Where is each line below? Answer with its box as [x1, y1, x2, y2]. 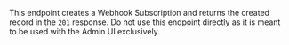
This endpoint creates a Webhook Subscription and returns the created [9, 8, 269, 18]
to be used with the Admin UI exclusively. [9, 26, 160, 36]
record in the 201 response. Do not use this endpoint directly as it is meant [9, 17, 281, 27]
